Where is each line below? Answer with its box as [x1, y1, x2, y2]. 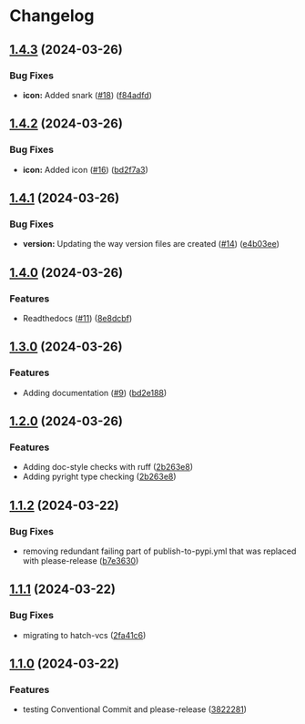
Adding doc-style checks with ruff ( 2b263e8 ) [22, 462, 194, 473]
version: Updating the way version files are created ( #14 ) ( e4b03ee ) [22, 239, 280, 250]
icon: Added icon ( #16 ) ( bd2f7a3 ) [22, 164, 148, 175]
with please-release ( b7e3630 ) [22, 556, 139, 566]
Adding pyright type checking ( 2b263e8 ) [22, 471, 177, 483]
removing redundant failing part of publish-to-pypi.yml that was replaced [22, 546, 297, 556]
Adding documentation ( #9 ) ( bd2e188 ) [22, 387, 168, 398]
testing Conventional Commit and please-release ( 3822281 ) [22, 704, 248, 715]
